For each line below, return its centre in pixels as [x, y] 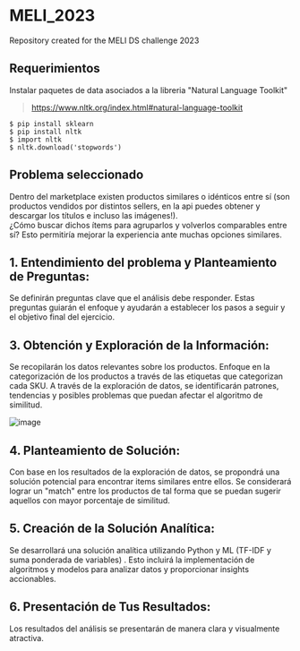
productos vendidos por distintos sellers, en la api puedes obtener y [135, 206]
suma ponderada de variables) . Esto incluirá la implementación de [132, 560]
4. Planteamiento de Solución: [95, 450]
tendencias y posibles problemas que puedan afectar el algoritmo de [136, 396]
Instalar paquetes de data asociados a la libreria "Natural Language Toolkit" [149, 90]
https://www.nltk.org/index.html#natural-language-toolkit [137, 107]
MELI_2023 [52, 16]
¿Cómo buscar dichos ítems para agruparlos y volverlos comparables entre [148, 225]
